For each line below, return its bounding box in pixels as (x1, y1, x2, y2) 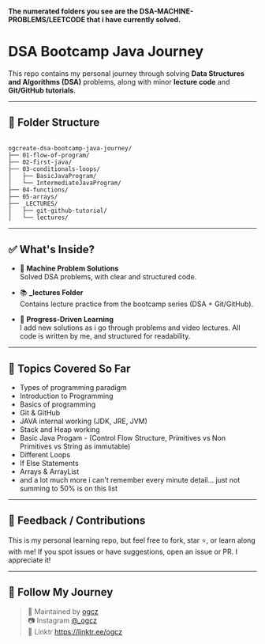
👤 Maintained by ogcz (27, 606, 99, 616)
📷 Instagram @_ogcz (27, 616, 97, 625)
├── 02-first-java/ (8, 158, 73, 166)
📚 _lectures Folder (19, 288, 84, 297)
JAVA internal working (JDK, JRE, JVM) (19, 416, 148, 426)
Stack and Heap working (19, 424, 100, 434)
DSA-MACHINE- (139, 6, 194, 16)
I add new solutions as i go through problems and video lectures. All (19, 323, 241, 332)
